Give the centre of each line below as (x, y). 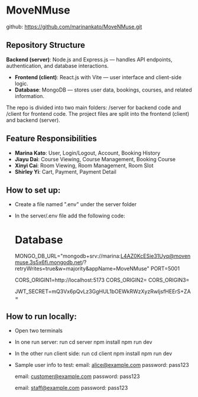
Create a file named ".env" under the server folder (76, 204)
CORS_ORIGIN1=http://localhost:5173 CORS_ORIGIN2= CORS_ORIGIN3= (102, 280)
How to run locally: (41, 316)
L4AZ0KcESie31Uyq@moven (155, 256)
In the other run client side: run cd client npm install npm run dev (93, 354)
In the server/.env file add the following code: (70, 216)
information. (29, 96)
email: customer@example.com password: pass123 (77, 376)
